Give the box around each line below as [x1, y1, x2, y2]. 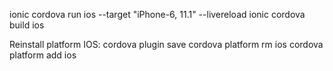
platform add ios [9, 49, 77, 61]
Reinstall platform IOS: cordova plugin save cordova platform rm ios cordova [9, 39, 324, 50]
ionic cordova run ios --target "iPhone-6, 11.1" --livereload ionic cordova [9, 9, 306, 20]
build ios [9, 19, 45, 31]
